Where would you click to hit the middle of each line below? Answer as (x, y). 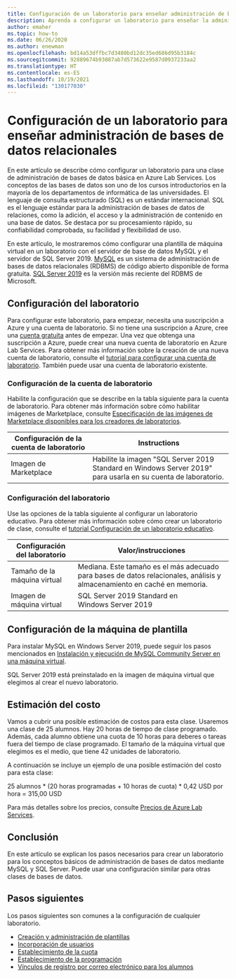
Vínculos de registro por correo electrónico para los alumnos (105, 967)
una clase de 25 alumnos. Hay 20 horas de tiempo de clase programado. (112, 729)
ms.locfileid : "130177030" (47, 86)
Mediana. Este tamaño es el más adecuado (148, 567)
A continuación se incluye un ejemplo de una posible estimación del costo (114, 765)
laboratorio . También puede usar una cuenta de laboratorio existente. (107, 365)
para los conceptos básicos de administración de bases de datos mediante (116, 862)
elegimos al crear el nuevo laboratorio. (63, 682)
